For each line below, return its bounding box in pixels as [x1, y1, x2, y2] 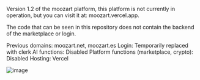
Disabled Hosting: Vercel [6, 55, 69, 62]
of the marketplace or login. [6, 30, 76, 37]
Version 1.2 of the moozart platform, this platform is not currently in [6, 5, 176, 12]
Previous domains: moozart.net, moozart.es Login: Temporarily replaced [6, 42, 188, 49]
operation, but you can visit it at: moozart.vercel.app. [6, 12, 139, 19]
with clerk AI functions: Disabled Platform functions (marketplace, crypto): [6, 48, 194, 56]
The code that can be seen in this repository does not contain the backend [6, 24, 194, 31]
